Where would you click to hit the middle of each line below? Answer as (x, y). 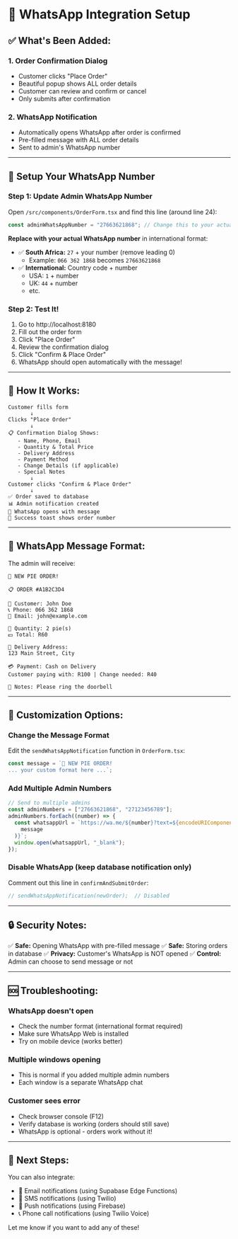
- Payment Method (43, 459)
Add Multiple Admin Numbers (60, 789)
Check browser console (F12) (61, 1116)
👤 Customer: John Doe (40, 604)
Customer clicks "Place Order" (63, 76)
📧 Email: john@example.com (48, 616)
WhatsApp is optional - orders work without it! (85, 1131)
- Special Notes (41, 472)
